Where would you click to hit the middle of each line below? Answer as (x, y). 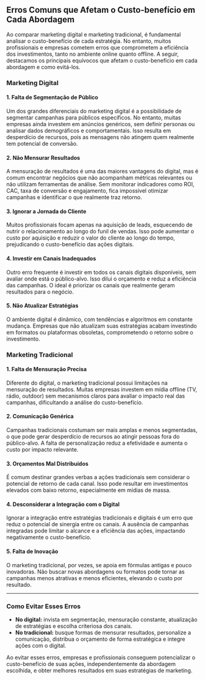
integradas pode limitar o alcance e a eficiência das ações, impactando (96, 531)
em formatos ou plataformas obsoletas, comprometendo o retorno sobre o (100, 332)
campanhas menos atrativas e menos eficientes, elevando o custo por (95, 578)
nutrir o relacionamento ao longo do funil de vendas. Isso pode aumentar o (100, 232)
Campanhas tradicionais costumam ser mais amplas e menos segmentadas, (102, 430)
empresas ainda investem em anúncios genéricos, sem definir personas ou (101, 124)
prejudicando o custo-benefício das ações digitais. (70, 244)
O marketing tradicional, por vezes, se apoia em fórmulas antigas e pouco (99, 565)
